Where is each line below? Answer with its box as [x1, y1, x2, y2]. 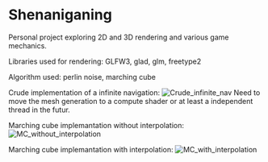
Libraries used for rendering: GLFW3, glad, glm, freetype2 [8, 56, 202, 66]
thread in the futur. [8, 105, 70, 114]
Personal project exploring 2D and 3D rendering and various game [8, 32, 229, 42]
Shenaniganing [8, 6, 113, 24]
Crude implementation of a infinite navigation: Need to [8, 87, 261, 98]
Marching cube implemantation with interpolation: [8, 144, 174, 154]
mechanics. [8, 40, 47, 50]
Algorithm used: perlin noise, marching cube [8, 72, 156, 81]
